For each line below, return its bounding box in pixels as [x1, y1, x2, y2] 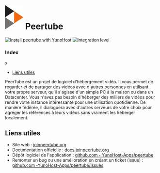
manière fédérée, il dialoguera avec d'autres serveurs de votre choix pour [5, 105, 152, 110]
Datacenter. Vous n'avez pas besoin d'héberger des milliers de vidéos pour [5, 94, 155, 100]
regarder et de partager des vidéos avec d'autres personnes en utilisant [5, 84, 149, 90]
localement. [5, 115, 29, 121]
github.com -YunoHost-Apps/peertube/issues [12, 162, 104, 168]
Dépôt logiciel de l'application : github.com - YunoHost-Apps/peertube [12, 152, 154, 158]
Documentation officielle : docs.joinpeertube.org [12, 147, 109, 153]
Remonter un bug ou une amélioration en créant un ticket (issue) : [12, 157, 144, 163]
